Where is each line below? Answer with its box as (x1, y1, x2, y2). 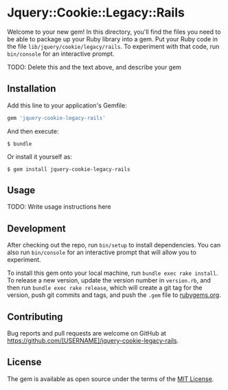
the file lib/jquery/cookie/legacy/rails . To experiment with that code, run (7, 42, 220, 50)
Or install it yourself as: (7, 152, 72, 161)
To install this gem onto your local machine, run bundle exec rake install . (7, 269, 218, 277)
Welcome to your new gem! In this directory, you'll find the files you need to (7, 28, 221, 36)
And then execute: (7, 127, 59, 135)
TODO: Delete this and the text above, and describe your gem (7, 63, 182, 71)
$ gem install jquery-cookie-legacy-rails (7, 165, 130, 173)
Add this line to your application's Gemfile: (7, 101, 127, 110)
